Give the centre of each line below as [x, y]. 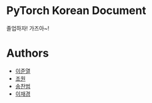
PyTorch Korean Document [76, 11]
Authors [28, 53]
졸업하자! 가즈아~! [28, 28]
